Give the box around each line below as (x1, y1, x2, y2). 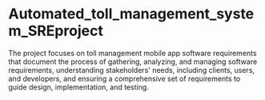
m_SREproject (8, 22, 104, 40)
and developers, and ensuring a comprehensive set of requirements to (8, 74, 241, 83)
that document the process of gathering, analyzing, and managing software (8, 57, 258, 66)
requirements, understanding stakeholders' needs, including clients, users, (8, 65, 255, 74)
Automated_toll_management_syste (8, 5, 255, 23)
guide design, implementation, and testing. (8, 82, 150, 92)
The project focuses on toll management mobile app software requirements (8, 48, 258, 58)
